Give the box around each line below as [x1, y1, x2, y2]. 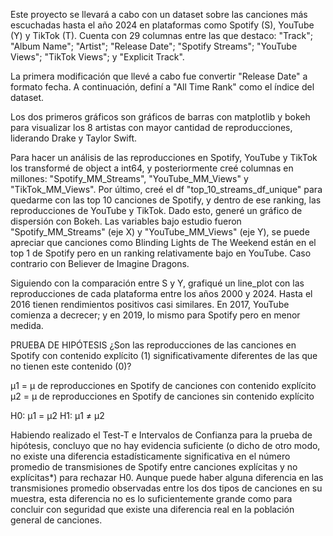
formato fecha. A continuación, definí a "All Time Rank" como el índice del [10, 81, 315, 93]
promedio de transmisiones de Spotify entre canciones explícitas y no [10, 461, 298, 473]
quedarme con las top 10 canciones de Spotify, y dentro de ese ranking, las [10, 194, 322, 206]
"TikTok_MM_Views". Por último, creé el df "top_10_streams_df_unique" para [10, 184, 323, 195]
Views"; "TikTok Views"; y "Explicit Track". [10, 51, 185, 63]
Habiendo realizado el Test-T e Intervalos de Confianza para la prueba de [10, 429, 313, 441]
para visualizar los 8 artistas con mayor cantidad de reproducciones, [10, 122, 293, 133]
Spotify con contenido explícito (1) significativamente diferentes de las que [10, 350, 318, 361]
